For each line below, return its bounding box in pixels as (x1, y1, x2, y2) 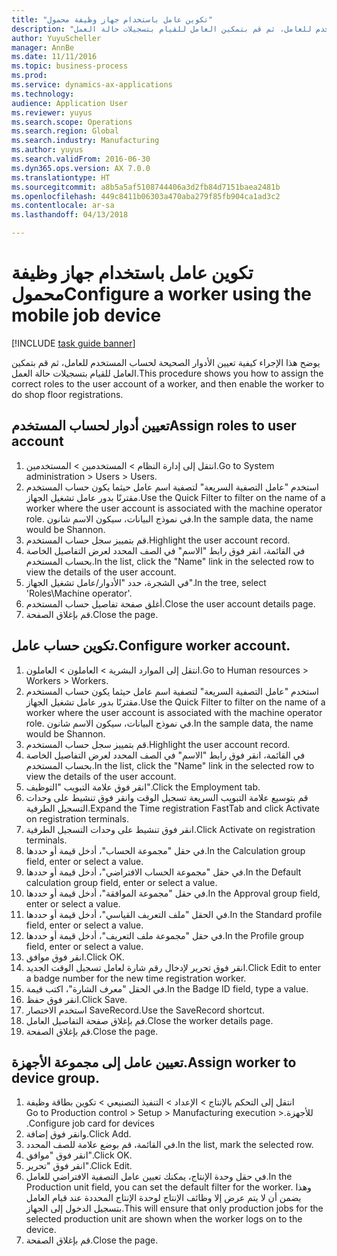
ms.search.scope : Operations (11, 117, 133, 127)
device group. (11, 1069, 101, 1086)
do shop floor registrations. (11, 388, 124, 400)
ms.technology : (11, 89, 75, 99)
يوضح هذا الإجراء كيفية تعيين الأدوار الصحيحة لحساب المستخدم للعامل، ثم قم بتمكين (11, 356, 321, 368)
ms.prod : (11, 71, 48, 81)
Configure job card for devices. (25, 1117, 155, 1130)
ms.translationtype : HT (11, 172, 111, 183)
